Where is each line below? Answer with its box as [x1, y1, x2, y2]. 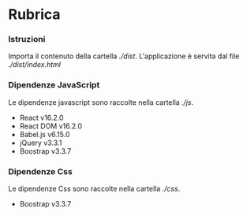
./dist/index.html [8, 60, 62, 69]
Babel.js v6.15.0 [19, 129, 70, 139]
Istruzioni [8, 34, 46, 45]
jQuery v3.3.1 [19, 138, 62, 147]
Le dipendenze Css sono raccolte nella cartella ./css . [8, 184, 181, 194]
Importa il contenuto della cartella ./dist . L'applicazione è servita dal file [8, 51, 240, 61]
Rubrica [8, 6, 61, 24]
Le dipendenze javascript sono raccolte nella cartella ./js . [8, 97, 194, 107]
